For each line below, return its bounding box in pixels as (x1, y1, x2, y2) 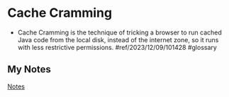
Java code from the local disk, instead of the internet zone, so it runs (17, 35, 219, 44)
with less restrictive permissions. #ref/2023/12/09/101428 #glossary (17, 43, 218, 51)
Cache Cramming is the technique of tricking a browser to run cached (17, 28, 222, 37)
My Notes (7, 63, 52, 75)
